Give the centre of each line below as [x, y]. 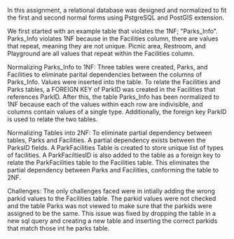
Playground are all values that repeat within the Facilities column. [101, 53]
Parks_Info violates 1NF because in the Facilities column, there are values [113, 39]
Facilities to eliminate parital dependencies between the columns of [105, 74]
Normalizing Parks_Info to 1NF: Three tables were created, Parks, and [108, 67]
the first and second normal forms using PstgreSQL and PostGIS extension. [116, 18]
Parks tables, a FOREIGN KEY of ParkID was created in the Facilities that [111, 89]
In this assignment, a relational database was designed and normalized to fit [117, 10]
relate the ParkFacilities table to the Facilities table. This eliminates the [109, 163]
